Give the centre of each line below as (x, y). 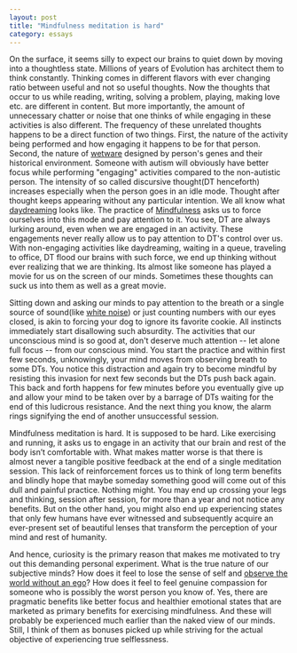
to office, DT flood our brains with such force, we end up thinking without (143, 258)
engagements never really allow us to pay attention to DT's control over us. (146, 239)
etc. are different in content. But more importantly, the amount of (127, 107)
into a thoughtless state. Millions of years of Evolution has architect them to (147, 68)
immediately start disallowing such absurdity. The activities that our (132, 331)
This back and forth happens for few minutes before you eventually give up (147, 388)
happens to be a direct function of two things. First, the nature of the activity (148, 135)
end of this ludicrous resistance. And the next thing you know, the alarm (141, 407)
